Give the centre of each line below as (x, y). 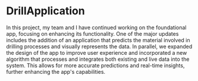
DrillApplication (45, 11)
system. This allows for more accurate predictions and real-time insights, (95, 65)
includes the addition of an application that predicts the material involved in (98, 40)
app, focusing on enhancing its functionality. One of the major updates (92, 33)
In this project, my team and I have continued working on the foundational (96, 27)
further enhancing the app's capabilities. (56, 71)
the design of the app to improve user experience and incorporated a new (97, 52)
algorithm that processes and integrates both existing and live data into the (98, 59)
